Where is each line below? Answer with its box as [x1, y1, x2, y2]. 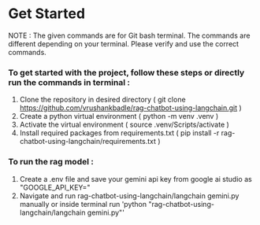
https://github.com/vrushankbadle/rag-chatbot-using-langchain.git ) [19, 103, 242, 112]
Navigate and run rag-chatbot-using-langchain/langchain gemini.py [19, 190, 240, 201]
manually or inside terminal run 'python [19, 199, 147, 208]
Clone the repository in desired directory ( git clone [19, 95, 187, 105]
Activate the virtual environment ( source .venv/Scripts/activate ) [19, 120, 230, 130]
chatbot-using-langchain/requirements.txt [19, 137, 156, 146]
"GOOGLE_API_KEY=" [19, 183, 91, 192]
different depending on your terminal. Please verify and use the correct [8, 39, 239, 48]
